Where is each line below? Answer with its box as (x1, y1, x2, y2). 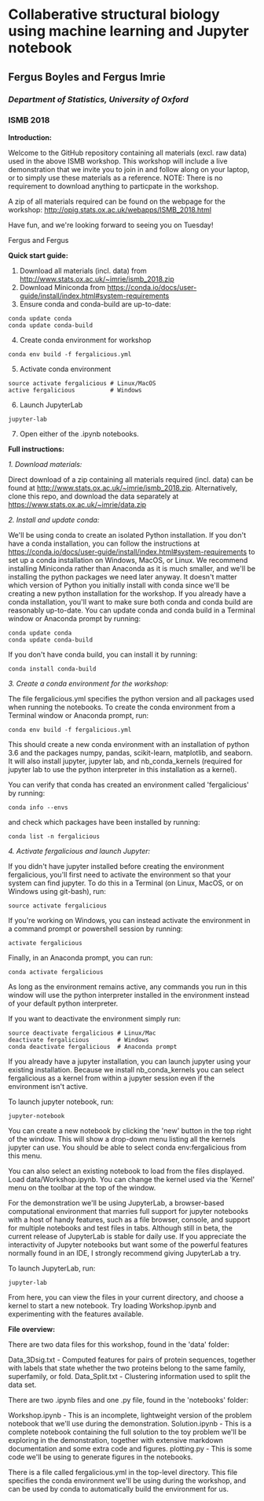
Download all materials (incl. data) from (19, 266, 147, 275)
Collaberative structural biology (8, 6, 220, 24)
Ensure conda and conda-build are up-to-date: (19, 299, 171, 308)
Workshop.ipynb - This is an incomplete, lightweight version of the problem (8, 1410, 252, 1420)
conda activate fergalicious (8, 968, 104, 976)
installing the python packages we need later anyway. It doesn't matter (8, 572, 237, 581)
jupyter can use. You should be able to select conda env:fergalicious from (8, 1142, 247, 1152)
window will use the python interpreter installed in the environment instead (8, 990, 250, 999)
